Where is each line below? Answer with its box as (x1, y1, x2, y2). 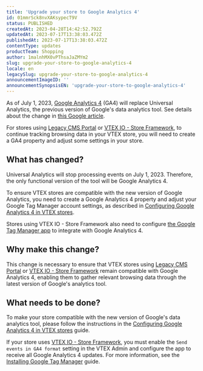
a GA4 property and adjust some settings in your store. (6, 137, 144, 144)
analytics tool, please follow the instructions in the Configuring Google (6, 320, 182, 328)
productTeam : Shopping (6, 49, 64, 55)
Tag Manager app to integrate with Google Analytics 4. (6, 227, 143, 234)
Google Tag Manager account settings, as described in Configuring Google (6, 202, 194, 209)
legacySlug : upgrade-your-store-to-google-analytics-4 (6, 71, 148, 77)
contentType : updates (6, 43, 61, 49)
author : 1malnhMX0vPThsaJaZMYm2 (6, 54, 88, 60)
